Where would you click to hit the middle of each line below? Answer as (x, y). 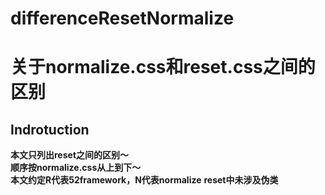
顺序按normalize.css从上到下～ (76, 168)
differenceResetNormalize (122, 18)
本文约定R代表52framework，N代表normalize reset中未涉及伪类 (144, 180)
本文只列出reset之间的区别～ (70, 155)
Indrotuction (50, 129)
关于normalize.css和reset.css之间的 (163, 67)
